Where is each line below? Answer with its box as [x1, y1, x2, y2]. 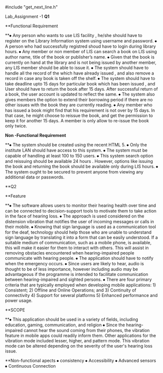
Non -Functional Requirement [5, 133, 67, 138]
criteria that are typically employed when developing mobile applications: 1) [5, 282, 156, 288]
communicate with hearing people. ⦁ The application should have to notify [5, 255, 154, 261]
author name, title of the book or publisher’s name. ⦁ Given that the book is [5, 54, 155, 60]
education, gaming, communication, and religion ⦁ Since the [5, 322, 125, 328]
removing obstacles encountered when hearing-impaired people [5, 250, 135, 255]
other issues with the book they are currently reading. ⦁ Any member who [5, 102, 152, 108]
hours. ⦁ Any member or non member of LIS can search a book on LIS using [5, 49, 157, 54]
